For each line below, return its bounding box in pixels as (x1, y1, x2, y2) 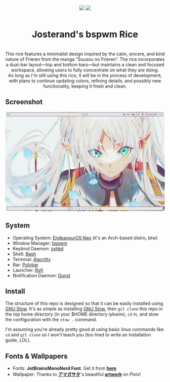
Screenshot (5, 98, 43, 106)
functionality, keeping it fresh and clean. (43, 83, 127, 89)
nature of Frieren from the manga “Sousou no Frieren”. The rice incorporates (5, 56, 165, 62)
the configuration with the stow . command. (5, 317, 97, 323)
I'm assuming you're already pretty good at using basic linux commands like (5, 326, 164, 332)
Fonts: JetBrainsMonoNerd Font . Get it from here (12, 365, 117, 371)
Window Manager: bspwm (12, 240, 68, 246)
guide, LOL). (5, 337, 31, 343)
